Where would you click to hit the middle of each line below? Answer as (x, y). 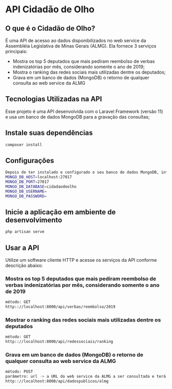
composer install (24, 145)
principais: (16, 51)
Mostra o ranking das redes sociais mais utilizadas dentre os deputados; (89, 72)
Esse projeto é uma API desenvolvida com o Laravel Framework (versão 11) (84, 111)
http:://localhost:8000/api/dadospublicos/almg (57, 381)
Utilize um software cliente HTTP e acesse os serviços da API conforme (81, 260)
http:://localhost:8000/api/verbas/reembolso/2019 (60, 307)
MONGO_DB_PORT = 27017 (27, 182)
